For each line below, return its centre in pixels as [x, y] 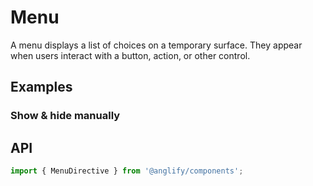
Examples [41, 87]
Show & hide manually [65, 116]
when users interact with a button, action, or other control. [130, 55]
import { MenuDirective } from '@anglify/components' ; [127, 171]
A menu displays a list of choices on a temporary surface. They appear [156, 45]
